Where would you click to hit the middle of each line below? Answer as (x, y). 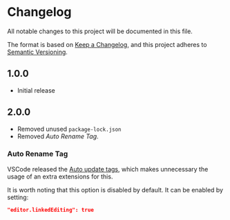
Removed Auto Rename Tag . (58, 136)
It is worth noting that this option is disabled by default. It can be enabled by (115, 190)
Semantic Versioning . (37, 52)
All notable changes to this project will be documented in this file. (100, 31)
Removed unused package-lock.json (69, 129)
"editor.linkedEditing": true (51, 210)
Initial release (36, 90)
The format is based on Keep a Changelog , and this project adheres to (107, 44)
